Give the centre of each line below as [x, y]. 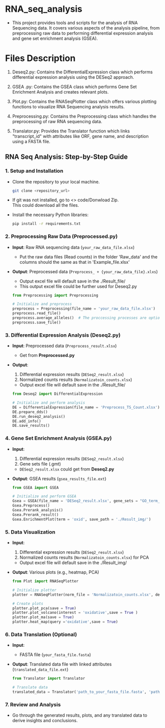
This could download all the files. [46, 205]
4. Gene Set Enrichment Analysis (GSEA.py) [58, 438]
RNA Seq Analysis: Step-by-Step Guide [67, 157]
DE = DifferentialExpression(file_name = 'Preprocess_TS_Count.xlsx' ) [86, 407]
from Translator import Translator [49, 679]
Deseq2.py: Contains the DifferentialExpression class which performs [82, 72]
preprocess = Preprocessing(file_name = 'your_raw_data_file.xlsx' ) [84, 309]
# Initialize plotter [34, 590]
